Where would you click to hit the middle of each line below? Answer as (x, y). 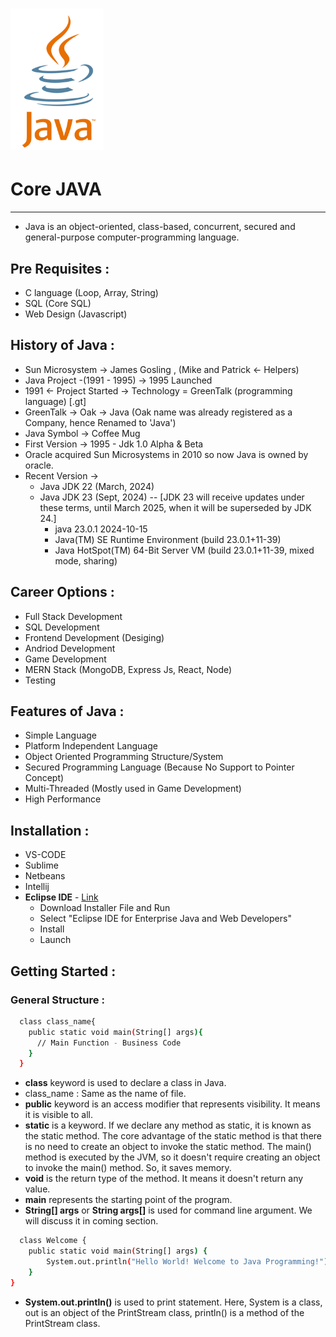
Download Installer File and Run (105, 908)
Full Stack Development (73, 616)
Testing (40, 680)
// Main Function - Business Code (109, 1043)
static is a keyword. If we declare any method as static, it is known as (168, 1125)
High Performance (63, 799)
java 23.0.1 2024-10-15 (101, 529)
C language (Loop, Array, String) (91, 292)
